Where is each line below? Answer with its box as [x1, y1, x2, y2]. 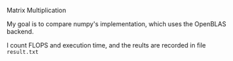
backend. [6, 28, 34, 35]
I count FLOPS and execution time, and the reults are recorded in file [6, 41, 206, 49]
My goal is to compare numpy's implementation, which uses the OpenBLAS [6, 20, 227, 28]
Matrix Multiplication [6, 6, 67, 14]
